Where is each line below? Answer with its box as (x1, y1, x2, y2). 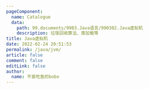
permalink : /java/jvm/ (6, 47, 61, 53)
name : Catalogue (11, 14, 51, 20)
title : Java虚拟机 (6, 36, 48, 42)
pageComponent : (6, 8, 43, 15)
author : (6, 69, 25, 74)
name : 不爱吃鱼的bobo (11, 74, 60, 80)
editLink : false (6, 63, 46, 69)
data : (11, 19, 25, 25)
